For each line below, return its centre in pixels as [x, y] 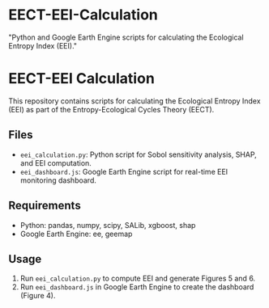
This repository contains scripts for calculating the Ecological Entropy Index [134, 101]
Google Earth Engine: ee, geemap [76, 234]
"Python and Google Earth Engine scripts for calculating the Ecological [126, 37]
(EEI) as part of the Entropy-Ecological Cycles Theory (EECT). [111, 109]
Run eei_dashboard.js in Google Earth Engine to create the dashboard [137, 287]
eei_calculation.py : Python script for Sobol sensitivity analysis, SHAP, [138, 154]
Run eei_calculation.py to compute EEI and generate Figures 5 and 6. [138, 278]
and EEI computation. [56, 162]
